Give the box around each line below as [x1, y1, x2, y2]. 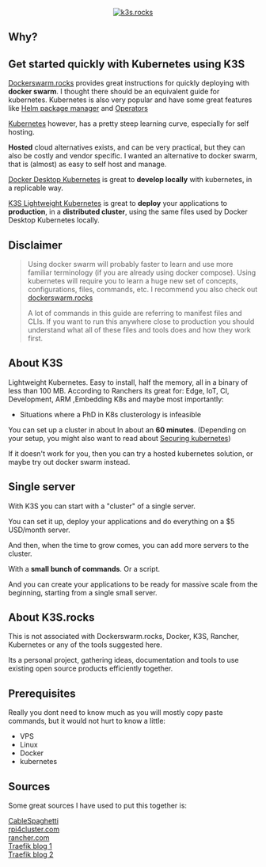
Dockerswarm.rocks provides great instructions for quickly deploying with [8, 78, 249, 88]
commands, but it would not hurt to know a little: [8, 717, 166, 726]
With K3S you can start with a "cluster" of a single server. [8, 501, 196, 511]
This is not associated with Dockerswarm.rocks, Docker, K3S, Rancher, [8, 632, 240, 641]
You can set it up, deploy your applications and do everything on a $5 [8, 516, 235, 526]
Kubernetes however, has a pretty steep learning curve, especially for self [8, 119, 249, 128]
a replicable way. [8, 183, 63, 193]
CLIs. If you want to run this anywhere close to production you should [27, 317, 255, 326]
